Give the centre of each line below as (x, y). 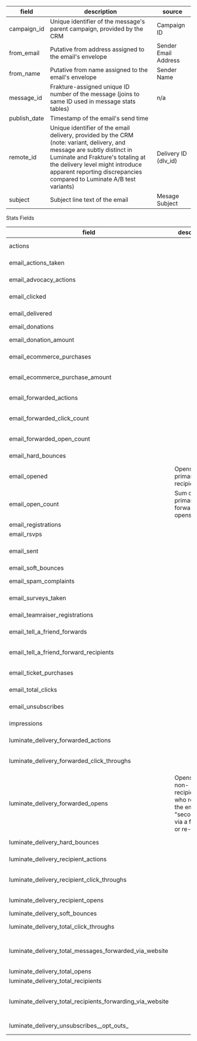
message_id (26, 98)
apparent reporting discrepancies (96, 172)
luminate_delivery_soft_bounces (53, 913)
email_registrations (35, 525)
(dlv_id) (167, 161)
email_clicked (28, 297)
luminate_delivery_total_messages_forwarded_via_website (89, 951)
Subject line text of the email (89, 200)
